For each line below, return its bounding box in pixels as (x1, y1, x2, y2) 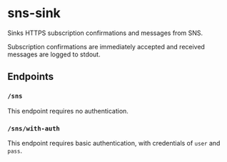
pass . (7, 146, 23, 155)
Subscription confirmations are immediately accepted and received (7, 42, 206, 51)
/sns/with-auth (7, 124, 61, 133)
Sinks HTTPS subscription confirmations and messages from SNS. (7, 29, 203, 37)
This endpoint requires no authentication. (7, 106, 128, 115)
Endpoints (7, 71, 54, 83)
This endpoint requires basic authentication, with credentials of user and (7, 138, 221, 147)
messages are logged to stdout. (7, 50, 101, 59)
